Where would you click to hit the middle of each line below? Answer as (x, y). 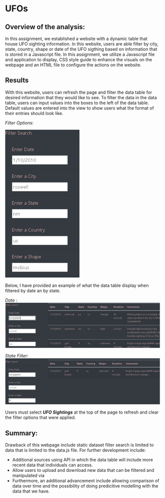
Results (17, 80)
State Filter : (17, 355)
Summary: (21, 433)
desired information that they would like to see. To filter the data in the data (81, 97)
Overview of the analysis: (45, 27)
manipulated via (28, 475)
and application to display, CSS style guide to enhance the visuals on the (79, 59)
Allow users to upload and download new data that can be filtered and (83, 470)
